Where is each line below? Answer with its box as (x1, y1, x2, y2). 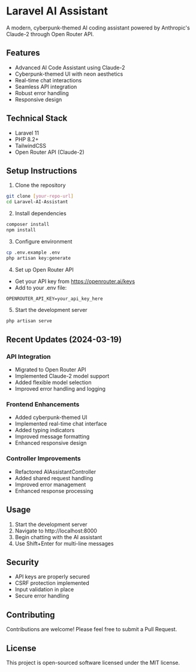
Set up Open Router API (14, 266, 74, 273)
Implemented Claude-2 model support (14, 373, 110, 380)
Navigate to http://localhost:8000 (14, 527, 98, 534)
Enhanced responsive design (14, 439, 87, 447)
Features (6, 48, 40, 58)
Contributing (6, 609, 55, 620)
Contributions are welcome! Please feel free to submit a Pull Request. (6, 626, 177, 633)
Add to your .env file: (14, 284, 67, 291)
